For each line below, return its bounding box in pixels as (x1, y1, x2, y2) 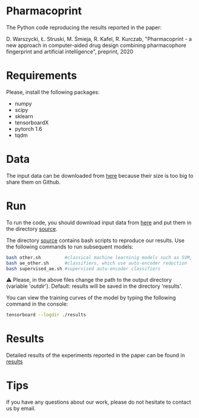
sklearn (14, 112, 34, 120)
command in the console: (6, 300, 68, 307)
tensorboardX (14, 119, 49, 126)
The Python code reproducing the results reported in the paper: (6, 24, 162, 31)
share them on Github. (6, 178, 61, 186)
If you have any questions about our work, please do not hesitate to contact (6, 398, 191, 406)
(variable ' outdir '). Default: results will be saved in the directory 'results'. (6, 282, 183, 290)
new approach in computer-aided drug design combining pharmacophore (6, 42, 187, 49)
